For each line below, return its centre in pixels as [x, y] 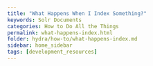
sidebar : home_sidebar [40, 45]
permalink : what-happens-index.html [60, 33]
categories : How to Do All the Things [63, 26]
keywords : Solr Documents [44, 20]
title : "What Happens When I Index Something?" [77, 13]
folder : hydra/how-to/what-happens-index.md [72, 39]
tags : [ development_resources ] [52, 52]
